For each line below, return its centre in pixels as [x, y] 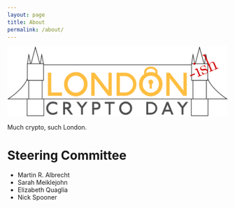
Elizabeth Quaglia [43, 190]
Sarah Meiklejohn [42, 182]
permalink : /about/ [36, 29]
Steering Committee [67, 156]
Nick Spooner [37, 197]
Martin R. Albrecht [43, 174]
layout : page [26, 15]
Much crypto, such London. [47, 127]
